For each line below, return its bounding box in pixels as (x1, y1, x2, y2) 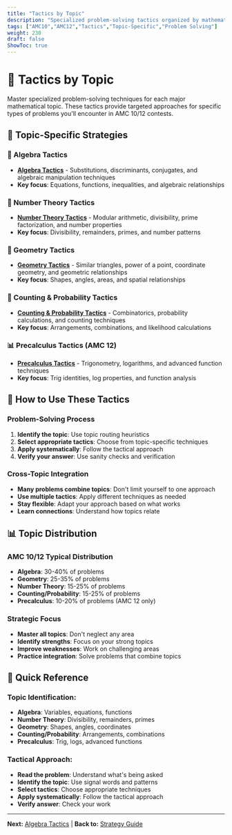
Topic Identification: (7, 693, 77, 703)
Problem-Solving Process (7, 415, 95, 424)
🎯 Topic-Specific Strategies (7, 129, 128, 141)
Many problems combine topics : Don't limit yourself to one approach (17, 484, 215, 493)
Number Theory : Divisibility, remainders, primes (17, 716, 155, 724)
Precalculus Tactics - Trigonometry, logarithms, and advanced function (17, 359, 222, 367)
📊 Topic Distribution (7, 528, 97, 540)
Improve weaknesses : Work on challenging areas (17, 645, 159, 653)
